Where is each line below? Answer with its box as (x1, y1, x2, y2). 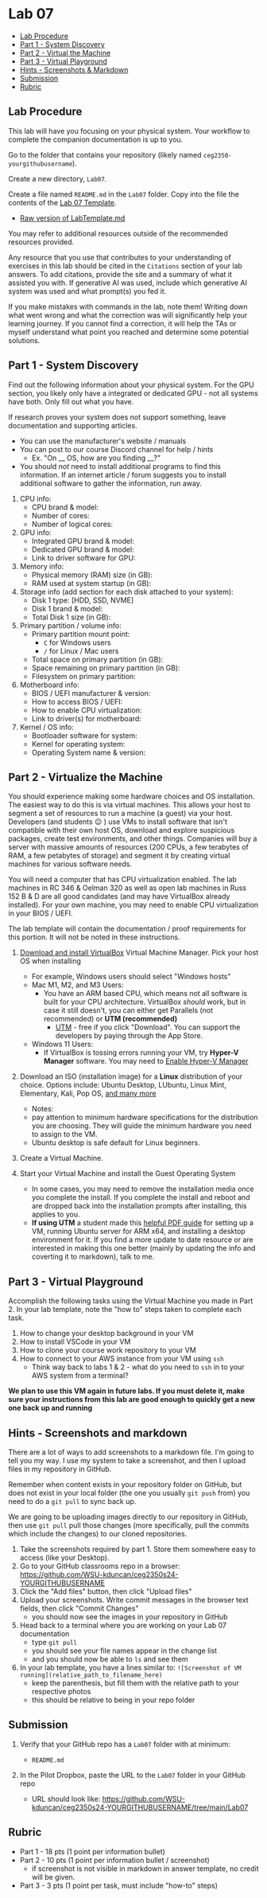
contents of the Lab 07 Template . (8, 197, 117, 207)
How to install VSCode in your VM (19, 1337, 131, 1346)
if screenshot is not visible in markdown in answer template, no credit (31, 1864, 259, 1873)
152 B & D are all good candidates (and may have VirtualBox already (8, 892, 230, 901)
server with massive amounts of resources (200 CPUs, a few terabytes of (8, 842, 249, 852)
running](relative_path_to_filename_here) (19, 1671, 163, 1679)
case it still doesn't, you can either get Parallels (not (43, 1006, 213, 1015)
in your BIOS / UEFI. (8, 908, 73, 918)
